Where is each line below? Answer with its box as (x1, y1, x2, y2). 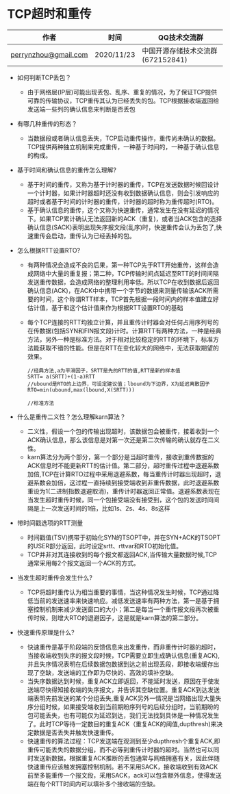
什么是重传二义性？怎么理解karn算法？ (16, 412, 127, 421)
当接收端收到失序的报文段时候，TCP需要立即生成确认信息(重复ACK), (27, 651, 220, 659)
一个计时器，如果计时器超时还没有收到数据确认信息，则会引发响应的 (27, 189, 220, 197)
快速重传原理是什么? (16, 628, 75, 637)
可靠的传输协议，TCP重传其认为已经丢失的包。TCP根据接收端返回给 (27, 97, 220, 105)
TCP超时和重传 (7, 6, 92, 22)
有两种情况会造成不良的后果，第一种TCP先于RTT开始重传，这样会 (27, 261, 214, 269)
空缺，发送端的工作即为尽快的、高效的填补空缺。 (39, 668, 178, 676)
